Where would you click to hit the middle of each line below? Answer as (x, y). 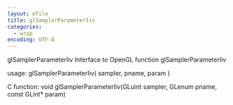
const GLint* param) (37, 94)
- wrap (23, 33)
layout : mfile (28, 14)
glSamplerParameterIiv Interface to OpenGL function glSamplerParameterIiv (117, 59)
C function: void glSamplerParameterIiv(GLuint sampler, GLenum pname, (112, 87)
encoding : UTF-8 (31, 40)
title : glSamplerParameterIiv (51, 20)
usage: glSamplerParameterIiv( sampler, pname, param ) (89, 73)
